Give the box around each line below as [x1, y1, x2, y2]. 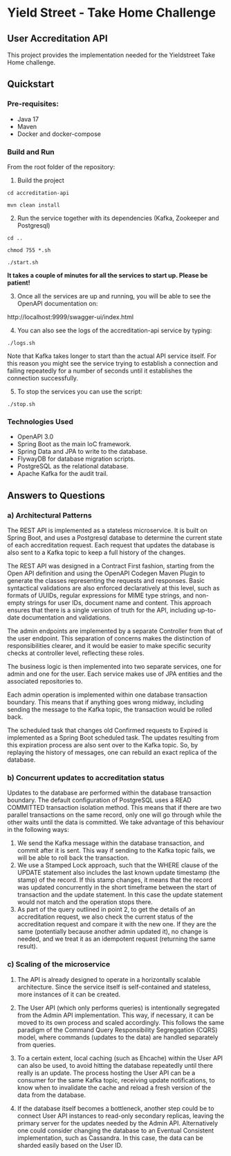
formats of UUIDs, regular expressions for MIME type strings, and [7, 591, 194, 600]
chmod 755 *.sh [7, 246, 51, 254]
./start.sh [7, 259, 39, 266]
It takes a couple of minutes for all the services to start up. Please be [7, 271, 208, 279]
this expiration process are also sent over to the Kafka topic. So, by [7, 740, 198, 749]
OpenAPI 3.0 [17, 432, 54, 441]
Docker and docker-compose [17, 130, 102, 138]
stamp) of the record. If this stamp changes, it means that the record [17, 876, 213, 884]
